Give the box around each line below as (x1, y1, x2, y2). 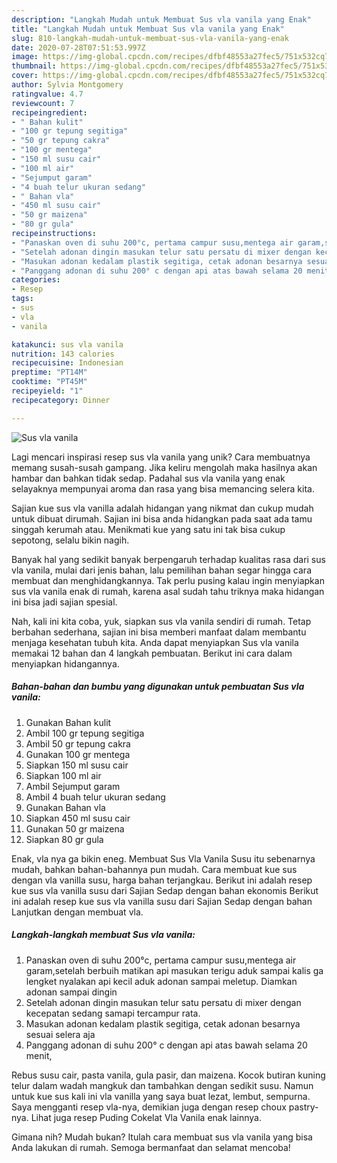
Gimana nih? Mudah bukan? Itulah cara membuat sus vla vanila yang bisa (11, 1131, 313, 1143)
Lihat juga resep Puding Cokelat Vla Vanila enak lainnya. (30, 1111, 262, 1123)
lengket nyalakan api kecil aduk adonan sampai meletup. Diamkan (25, 975, 298, 987)
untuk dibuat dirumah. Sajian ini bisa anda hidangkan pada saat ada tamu (11, 512, 313, 525)
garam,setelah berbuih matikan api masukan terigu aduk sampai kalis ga (25, 964, 324, 976)
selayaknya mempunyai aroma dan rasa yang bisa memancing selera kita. (11, 482, 315, 495)
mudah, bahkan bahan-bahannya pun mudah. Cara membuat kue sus (11, 863, 298, 875)
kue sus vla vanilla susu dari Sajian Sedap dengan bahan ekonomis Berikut (11, 884, 319, 896)
